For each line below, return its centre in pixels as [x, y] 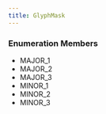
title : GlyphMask [37, 15]
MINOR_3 [35, 102]
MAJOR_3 [36, 77]
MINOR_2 [35, 94]
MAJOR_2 [36, 69]
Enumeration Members [53, 43]
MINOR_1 [34, 85]
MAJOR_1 [35, 60]
